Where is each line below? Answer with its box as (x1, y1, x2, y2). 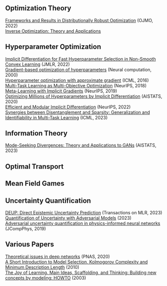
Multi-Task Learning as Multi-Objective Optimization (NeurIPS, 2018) (5, 82, 147, 88)
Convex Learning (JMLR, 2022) (5, 61, 70, 67)
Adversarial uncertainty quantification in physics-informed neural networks (5, 220, 160, 226)
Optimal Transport (5, 162, 64, 171)
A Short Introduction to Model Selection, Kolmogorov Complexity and (5, 258, 148, 265)
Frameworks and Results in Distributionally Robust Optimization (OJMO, (5, 17, 153, 23)
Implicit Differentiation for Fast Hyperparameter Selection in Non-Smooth (5, 56, 156, 62)
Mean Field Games (5, 179, 65, 188)
